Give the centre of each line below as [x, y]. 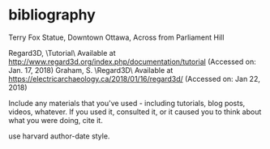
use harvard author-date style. [59, 136]
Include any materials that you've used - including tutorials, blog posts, [127, 103]
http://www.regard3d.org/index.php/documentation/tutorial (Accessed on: [133, 62]
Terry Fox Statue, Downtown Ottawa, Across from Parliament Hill [116, 37]
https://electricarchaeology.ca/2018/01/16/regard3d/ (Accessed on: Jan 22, [135, 79]
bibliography [52, 15]
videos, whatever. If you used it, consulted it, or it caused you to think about [135, 112]
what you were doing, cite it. [56, 120]
